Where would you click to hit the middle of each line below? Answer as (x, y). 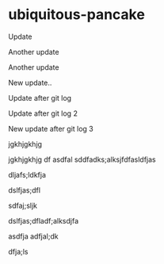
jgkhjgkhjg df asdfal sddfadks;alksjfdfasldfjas (82, 159)
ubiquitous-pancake (76, 15)
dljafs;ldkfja (27, 174)
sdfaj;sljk (23, 205)
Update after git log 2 (43, 113)
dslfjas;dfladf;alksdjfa (44, 220)
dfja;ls (19, 251)
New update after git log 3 (51, 128)
